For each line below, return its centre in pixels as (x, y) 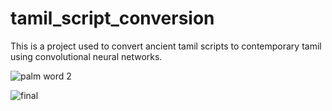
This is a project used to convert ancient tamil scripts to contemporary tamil (166, 46)
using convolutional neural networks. (86, 56)
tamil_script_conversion (112, 18)
